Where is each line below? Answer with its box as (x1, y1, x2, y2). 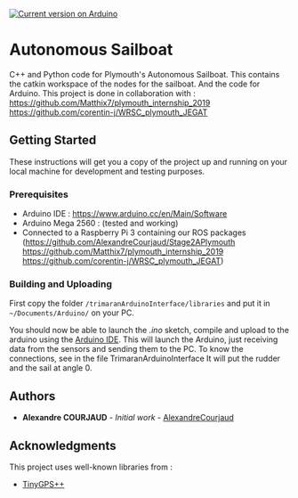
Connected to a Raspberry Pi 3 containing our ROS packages (21, 227, 246, 238)
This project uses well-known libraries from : (9, 461, 173, 472)
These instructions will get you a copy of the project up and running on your (9, 156, 287, 167)
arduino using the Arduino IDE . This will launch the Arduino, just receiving (9, 334, 278, 345)
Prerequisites (9, 188, 68, 200)
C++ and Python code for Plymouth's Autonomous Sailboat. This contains (9, 69, 280, 79)
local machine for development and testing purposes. (9, 166, 205, 176)
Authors (9, 388, 56, 404)
